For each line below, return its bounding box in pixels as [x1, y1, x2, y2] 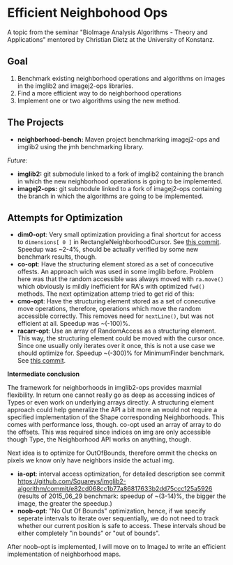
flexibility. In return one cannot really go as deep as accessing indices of [7, 391, 216, 399]
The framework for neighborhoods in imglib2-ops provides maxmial [7, 384, 202, 392]
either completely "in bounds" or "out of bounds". [17, 529, 160, 538]
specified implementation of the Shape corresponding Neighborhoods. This [7, 413, 225, 421]
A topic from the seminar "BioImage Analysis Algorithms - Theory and [7, 28, 208, 36]
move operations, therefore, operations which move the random [17, 305, 201, 313]
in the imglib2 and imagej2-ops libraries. [17, 82, 134, 90]
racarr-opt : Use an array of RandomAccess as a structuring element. [17, 326, 216, 336]
